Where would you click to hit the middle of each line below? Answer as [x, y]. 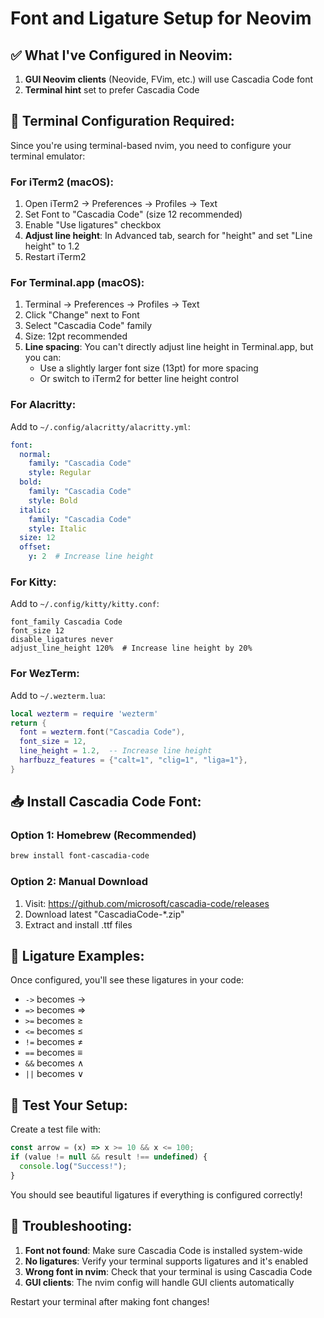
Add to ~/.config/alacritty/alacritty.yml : [100, 426]
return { [28, 723]
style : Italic [57, 528]
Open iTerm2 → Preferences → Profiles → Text [121, 204]
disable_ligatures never [62, 640]
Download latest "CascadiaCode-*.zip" [104, 914]
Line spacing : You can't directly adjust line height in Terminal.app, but [169, 347]
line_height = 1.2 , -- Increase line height [116, 751]
